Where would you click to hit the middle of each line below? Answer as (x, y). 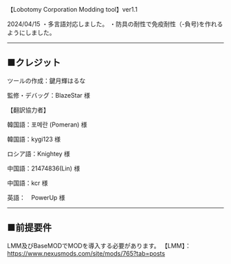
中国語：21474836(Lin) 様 (44, 168)
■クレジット (34, 63)
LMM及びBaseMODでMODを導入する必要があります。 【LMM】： (99, 245)
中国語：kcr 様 (27, 183)
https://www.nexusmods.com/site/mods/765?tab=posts (86, 253)
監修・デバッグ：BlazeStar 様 (49, 95)
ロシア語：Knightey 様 (39, 153)
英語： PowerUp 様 (36, 197)
